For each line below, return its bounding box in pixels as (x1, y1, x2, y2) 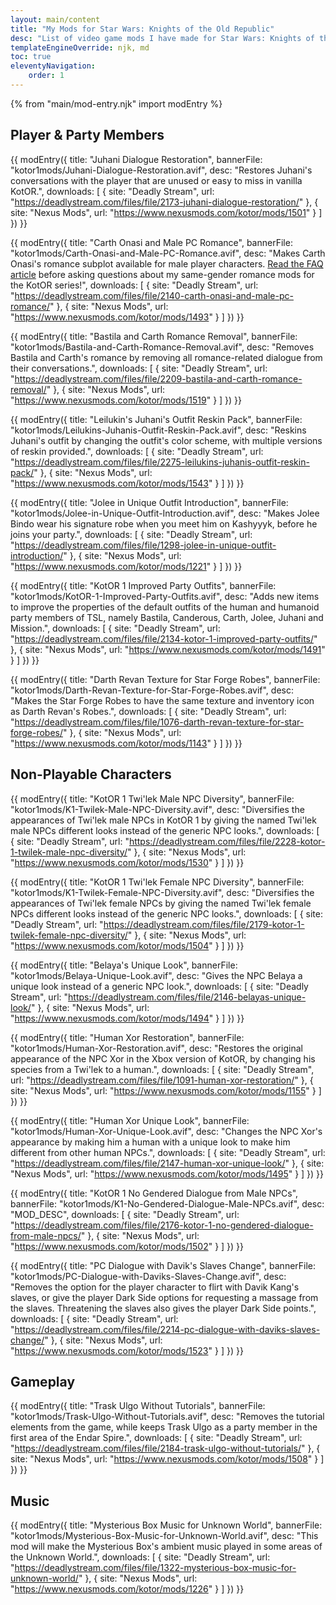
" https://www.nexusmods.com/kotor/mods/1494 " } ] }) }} (10, 1012, 245, 1024)
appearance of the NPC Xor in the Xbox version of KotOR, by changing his (10, 1052, 316, 1065)
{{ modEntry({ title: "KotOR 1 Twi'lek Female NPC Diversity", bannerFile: (10, 876, 305, 888)
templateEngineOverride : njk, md (10, 42, 150, 53)
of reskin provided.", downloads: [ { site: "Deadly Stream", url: (10, 445, 264, 457)
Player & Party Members (10, 127, 165, 144)
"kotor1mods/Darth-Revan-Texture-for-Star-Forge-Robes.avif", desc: (10, 684, 294, 696)
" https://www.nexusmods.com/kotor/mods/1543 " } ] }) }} (10, 477, 245, 489)
